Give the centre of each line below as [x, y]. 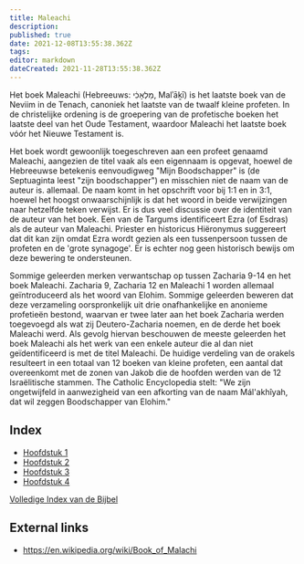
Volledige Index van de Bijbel [64, 499]
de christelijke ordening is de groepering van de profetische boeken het [144, 114]
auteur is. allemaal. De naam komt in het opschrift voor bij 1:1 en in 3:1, [141, 190]
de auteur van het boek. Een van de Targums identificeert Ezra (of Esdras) [149, 219]
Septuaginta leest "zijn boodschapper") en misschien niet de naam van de [149, 180]
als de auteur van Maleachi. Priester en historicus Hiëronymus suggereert [148, 228]
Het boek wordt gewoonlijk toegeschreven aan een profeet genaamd [139, 151]
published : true [40, 35]
